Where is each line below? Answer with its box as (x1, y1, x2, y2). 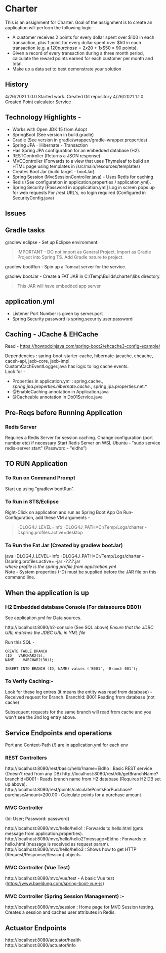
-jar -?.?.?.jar (55, 559, 81, 565)
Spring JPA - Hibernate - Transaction (12, 142, 88, 148)
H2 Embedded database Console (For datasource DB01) (5, 603, 142, 610)
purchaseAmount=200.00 (5, 792, 58, 798)
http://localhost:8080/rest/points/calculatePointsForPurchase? (5, 787, 132, 793)
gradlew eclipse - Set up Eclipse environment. (5, 239, 99, 245)
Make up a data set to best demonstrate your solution (12, 65, 122, 72)
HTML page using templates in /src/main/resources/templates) (12, 163, 141, 169)
